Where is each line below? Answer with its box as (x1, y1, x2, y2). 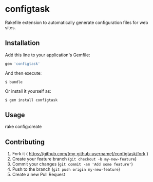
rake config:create (5, 123, 42, 130)
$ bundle (5, 80, 23, 84)
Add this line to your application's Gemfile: (5, 52, 90, 58)
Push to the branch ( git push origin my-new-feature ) (12, 166, 120, 172)
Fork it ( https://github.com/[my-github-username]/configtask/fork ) (12, 151, 149, 157)
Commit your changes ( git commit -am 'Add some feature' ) (12, 161, 133, 167)
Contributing (5, 138, 45, 146)
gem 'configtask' (5, 61, 40, 66)
